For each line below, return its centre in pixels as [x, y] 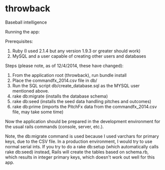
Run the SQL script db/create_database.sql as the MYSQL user [76, 85]
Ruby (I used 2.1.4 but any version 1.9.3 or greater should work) [76, 51]
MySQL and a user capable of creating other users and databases [79, 56]
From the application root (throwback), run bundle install [69, 75]
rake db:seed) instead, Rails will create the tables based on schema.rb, [77, 152]
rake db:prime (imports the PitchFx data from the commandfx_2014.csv [84, 106]
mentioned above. [31, 91]
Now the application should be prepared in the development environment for [83, 121]
